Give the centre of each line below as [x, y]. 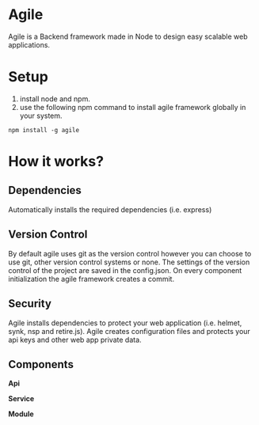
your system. [41, 116]
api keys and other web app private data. [75, 340]
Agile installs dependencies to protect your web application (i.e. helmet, [125, 323]
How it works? [56, 162]
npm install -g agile [44, 130]
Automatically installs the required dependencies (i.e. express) [110, 209]
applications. [29, 44]
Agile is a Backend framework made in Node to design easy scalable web [128, 36]
